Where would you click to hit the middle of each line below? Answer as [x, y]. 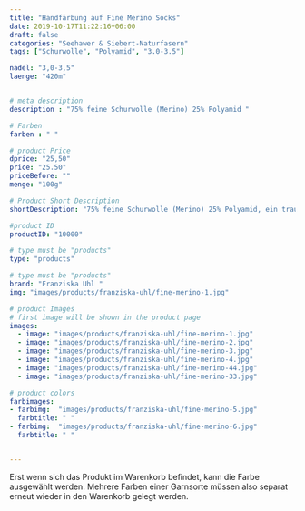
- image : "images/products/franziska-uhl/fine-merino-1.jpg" [136, 334]
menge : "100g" [36, 185]
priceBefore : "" [40, 176]
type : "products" [42, 259]
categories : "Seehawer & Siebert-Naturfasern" [99, 43]
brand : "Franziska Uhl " [56, 284]
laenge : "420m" [38, 77]
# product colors [42, 393]
